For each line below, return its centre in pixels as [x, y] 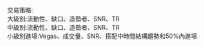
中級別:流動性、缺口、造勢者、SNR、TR [63, 27]
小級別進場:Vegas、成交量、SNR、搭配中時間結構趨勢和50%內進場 [102, 36]
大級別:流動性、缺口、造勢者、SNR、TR [63, 19]
